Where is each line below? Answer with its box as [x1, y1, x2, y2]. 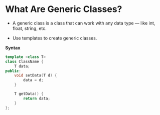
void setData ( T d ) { [14, 73, 57, 78]
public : [5, 68, 22, 73]
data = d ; [23, 77, 44, 83]
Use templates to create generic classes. [12, 35, 97, 41]
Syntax [5, 44, 21, 50]
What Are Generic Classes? [5, 3, 122, 15]
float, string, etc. [12, 25, 47, 31]
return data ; [23, 96, 51, 101]
